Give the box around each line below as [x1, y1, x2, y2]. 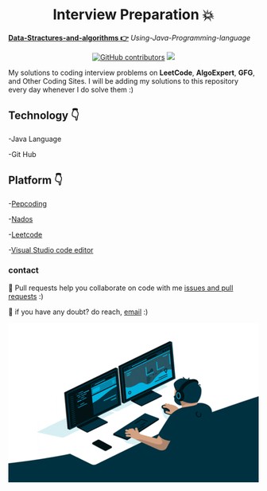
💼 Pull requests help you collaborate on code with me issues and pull [8, 283, 234, 293]
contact [8, 265, 40, 276]
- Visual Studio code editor [8, 245, 94, 254]
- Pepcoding [8, 198, 48, 208]
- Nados [8, 214, 33, 224]
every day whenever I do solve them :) [8, 84, 133, 94]
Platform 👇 [8, 174, 63, 187]
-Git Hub [8, 149, 37, 159]
